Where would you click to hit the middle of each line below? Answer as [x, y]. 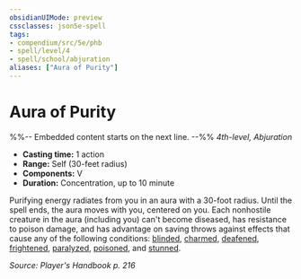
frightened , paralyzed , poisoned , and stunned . [95, 248]
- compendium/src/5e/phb [56, 43]
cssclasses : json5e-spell [58, 26]
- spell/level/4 [40, 51]
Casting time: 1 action [63, 154]
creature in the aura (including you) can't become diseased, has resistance [148, 219]
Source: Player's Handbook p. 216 [73, 265]
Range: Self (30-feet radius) [75, 163]
